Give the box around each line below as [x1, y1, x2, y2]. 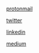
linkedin [6, 28, 26, 36]
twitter [6, 17, 23, 23]
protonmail [6, 5, 33, 12]
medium [6, 40, 26, 47]
